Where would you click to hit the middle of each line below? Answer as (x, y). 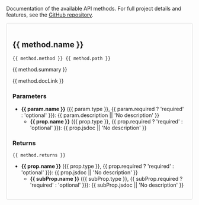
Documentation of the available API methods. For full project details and (94, 9)
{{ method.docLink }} (38, 81)
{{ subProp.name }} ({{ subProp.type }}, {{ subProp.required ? (106, 179)
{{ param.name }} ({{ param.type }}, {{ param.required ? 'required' (102, 109)
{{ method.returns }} (39, 155)
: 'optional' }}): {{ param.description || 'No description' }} (90, 115)
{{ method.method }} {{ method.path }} (62, 58)
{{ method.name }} (48, 45)
